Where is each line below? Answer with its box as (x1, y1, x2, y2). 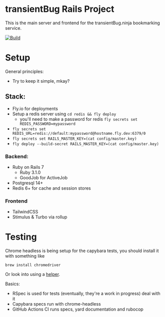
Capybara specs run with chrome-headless (12, 301, 101, 307)
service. (5, 25, 22, 31)
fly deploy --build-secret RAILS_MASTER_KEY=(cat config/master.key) (12, 141, 160, 147)
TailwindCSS (12, 209, 39, 215)
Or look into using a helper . (5, 271, 60, 277)
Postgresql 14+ (12, 180, 43, 186)
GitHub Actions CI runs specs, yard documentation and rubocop (12, 306, 144, 313)
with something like (5, 253, 45, 259)
